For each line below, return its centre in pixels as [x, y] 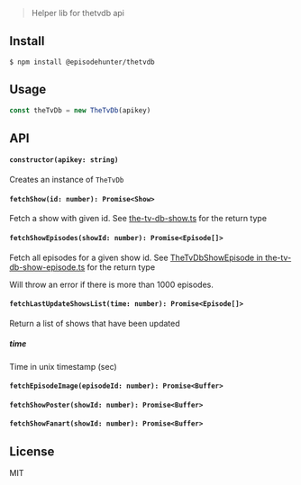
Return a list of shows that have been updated [95, 323]
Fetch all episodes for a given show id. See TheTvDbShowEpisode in [137, 257]
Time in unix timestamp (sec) [63, 366]
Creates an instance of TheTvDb [67, 180]
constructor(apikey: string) [64, 160]
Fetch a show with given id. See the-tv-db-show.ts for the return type [138, 219]
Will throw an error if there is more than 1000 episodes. [112, 284]
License [32, 451]
